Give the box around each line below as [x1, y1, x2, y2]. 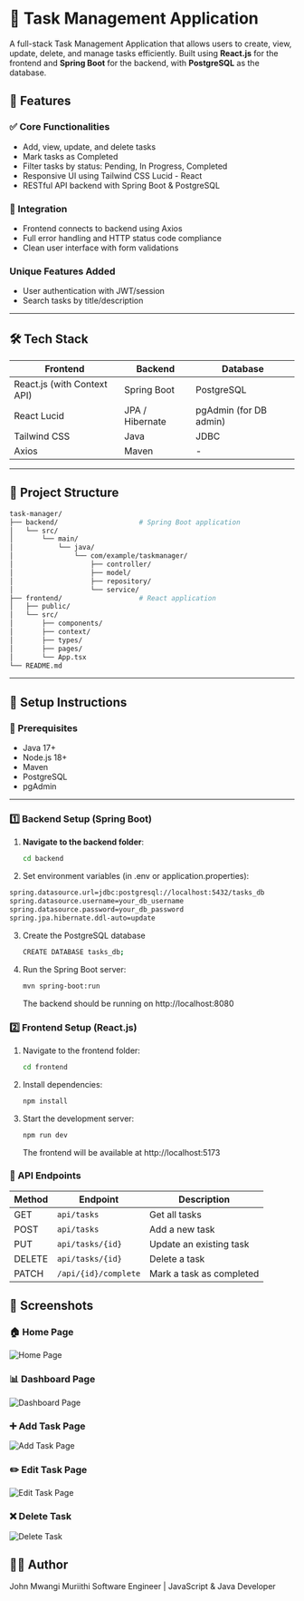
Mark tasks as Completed [22, 151, 119, 161]
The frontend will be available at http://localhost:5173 [22, 1147, 221, 1157]
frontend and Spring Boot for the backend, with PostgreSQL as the [9, 57, 260, 68]
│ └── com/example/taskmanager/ [9, 552, 188, 561]
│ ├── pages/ [9, 644, 83, 653]
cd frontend [22, 1062, 68, 1071]
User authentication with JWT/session [22, 286, 166, 297]
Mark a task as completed [148, 1267, 260, 1280]
